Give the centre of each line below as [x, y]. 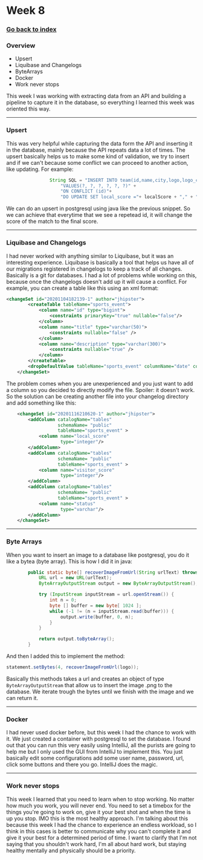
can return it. [22, 698]
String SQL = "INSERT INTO [83, 180]
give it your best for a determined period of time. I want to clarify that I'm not [101, 838]
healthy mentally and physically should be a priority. [71, 850]
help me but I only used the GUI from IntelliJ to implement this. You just [95, 752]
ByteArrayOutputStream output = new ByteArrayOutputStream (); [118, 583]
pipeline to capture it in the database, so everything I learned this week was [100, 103]
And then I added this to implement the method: [66, 656]
